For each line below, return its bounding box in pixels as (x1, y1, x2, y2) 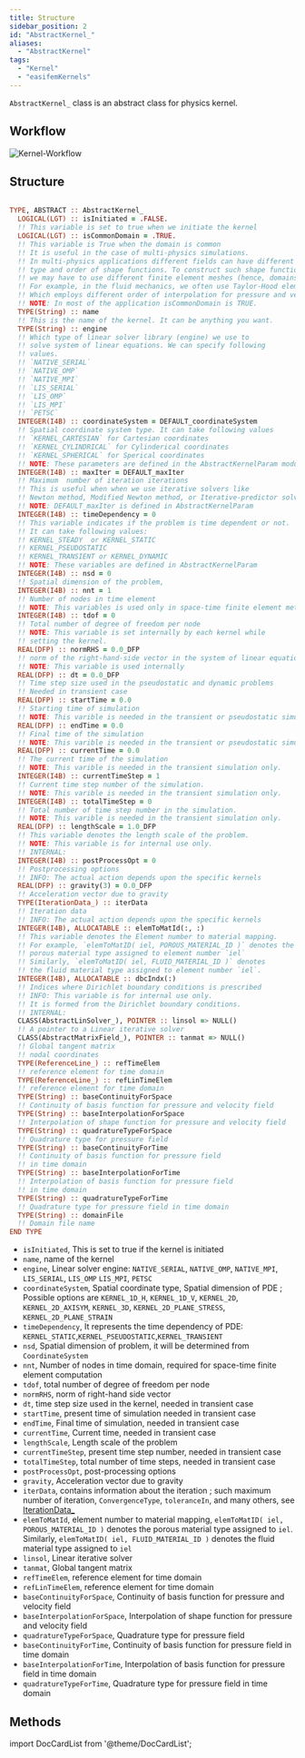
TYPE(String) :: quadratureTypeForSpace (17, 1126, 172, 1135)
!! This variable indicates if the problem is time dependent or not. (17, 519, 290, 528)
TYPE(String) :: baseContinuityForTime (17, 1143, 169, 1152)
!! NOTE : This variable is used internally (17, 662, 184, 671)
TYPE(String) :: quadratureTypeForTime (17, 1193, 169, 1203)
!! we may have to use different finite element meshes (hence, (17, 273, 266, 282)
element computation (22, 1369, 103, 1380)
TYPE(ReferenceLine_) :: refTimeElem (17, 1059, 161, 1068)
